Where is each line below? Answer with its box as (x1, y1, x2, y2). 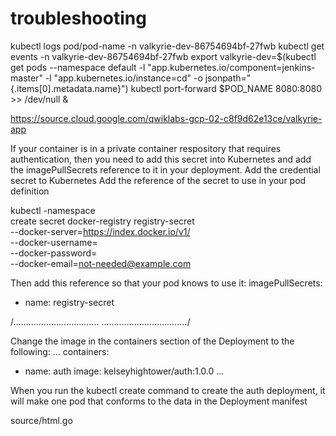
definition (10, 185, 50, 197)
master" (10, 72, 43, 84)
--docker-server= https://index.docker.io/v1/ (10, 225, 191, 237)
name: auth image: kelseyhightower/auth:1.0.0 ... (24, 365, 225, 377)
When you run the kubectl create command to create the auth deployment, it (10, 384, 326, 396)
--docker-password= (10, 247, 98, 259)
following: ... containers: (10, 345, 110, 357)
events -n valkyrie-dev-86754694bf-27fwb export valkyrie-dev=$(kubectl (10, 50, 317, 62)
